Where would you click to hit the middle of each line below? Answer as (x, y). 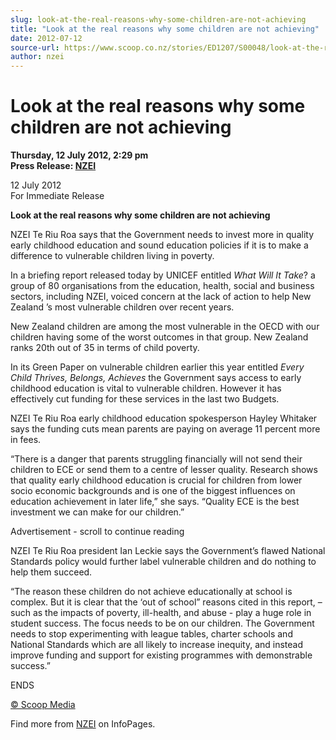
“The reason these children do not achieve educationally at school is (151, 592)
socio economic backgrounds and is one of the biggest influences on (153, 491)
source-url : (35, 47)
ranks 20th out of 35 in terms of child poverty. (105, 348)
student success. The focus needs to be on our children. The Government (162, 623)
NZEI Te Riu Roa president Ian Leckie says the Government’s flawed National (168, 551)
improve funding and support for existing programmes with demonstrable (161, 655)
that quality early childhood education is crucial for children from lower (156, 480)
